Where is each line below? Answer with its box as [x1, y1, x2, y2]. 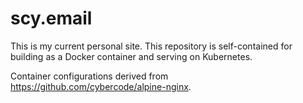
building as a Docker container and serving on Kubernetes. [10, 50, 253, 62]
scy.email [10, 7, 93, 30]
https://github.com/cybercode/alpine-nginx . [10, 80, 192, 92]
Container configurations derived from [10, 70, 169, 82]
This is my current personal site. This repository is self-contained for [10, 40, 293, 52]
